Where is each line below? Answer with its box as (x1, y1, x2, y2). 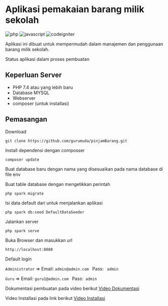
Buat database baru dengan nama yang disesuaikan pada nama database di (5, 166, 163, 172)
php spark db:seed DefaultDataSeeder (5, 209, 85, 215)
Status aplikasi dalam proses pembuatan (5, 56, 90, 62)
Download (5, 128, 27, 135)
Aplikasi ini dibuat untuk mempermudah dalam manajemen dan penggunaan (5, 41, 163, 47)
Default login (5, 256, 32, 262)
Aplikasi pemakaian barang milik (5, 4, 145, 15)
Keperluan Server (5, 71, 62, 80)
